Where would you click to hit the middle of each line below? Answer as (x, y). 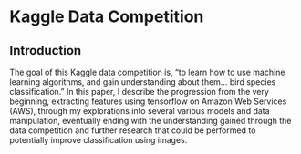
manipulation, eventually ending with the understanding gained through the (150, 121)
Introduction (46, 51)
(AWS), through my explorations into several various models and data (140, 111)
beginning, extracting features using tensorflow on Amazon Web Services (148, 101)
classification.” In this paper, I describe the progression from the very (139, 92)
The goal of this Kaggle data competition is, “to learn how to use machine (147, 72)
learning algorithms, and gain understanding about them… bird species (143, 82)
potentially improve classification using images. (99, 140)
